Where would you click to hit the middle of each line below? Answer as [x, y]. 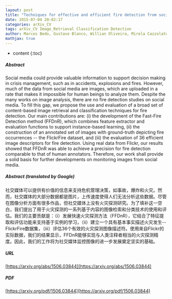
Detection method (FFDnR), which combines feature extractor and [75, 121]
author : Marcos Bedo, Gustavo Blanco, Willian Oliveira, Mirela [75, 34]
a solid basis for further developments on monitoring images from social [81, 159]
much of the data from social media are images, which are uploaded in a [81, 89]
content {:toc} [27, 53]
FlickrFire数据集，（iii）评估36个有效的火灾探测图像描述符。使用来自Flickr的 [85, 228]
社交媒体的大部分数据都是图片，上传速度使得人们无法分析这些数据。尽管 [90, 196]
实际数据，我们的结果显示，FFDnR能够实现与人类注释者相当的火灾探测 [80, 235]
